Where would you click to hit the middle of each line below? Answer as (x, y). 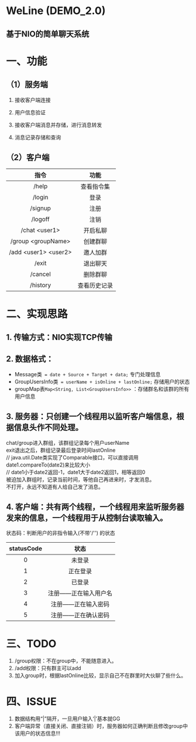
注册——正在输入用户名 (80, 593)
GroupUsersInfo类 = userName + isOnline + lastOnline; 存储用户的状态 (102, 382)
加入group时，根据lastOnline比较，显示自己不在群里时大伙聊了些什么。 (100, 676)
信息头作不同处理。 (48, 428)
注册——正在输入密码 (80, 604)
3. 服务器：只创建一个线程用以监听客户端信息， (91, 416)
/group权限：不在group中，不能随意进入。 (66, 661)
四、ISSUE (32, 701)
